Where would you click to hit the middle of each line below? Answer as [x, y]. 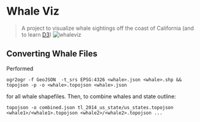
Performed [20, 68]
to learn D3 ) [36, 34]
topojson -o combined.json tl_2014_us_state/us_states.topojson [90, 107]
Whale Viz [33, 11]
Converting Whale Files [52, 54]
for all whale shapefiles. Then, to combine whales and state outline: [91, 96]
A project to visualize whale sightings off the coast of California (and [108, 28]
